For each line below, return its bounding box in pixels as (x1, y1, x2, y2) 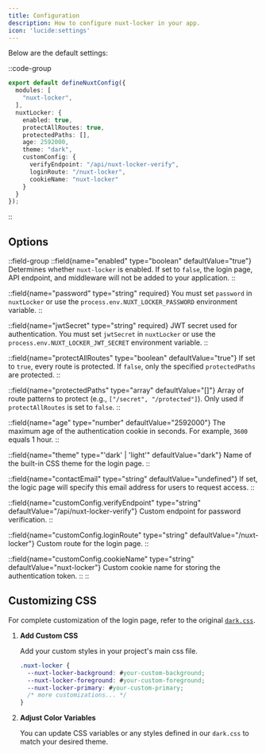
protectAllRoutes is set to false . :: (8, 403, 121, 412)
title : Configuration (8, 11, 80, 20)
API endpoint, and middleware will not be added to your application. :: (8, 273, 236, 283)
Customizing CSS (8, 594, 97, 607)
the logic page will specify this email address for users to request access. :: (8, 482, 256, 492)
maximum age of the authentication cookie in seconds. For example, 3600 (8, 427, 249, 436)
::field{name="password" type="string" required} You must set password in (8, 288, 253, 299)
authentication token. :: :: (8, 571, 90, 581)
